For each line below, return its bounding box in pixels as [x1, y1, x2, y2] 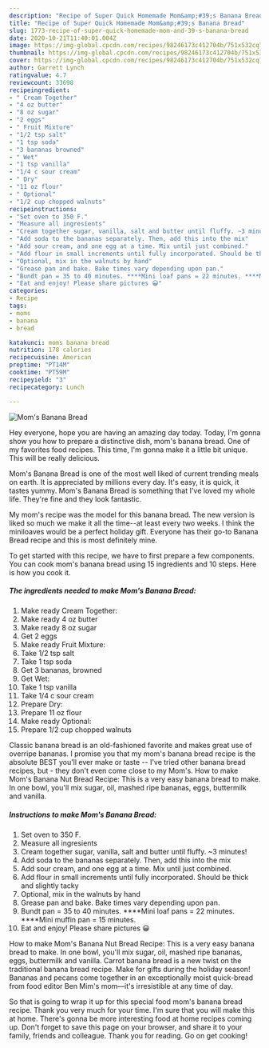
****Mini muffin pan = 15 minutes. [20, 915, 136, 925]
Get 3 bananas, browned [20, 666, 102, 675]
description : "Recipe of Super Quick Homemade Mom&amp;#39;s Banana [9, 11, 242, 20]
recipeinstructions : [9, 205, 78, 213]
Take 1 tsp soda [20, 657, 73, 666]
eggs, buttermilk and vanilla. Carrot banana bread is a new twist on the [9, 956, 242, 966]
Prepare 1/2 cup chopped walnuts [20, 725, 133, 734]
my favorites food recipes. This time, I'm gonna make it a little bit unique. [9, 445, 248, 454]
